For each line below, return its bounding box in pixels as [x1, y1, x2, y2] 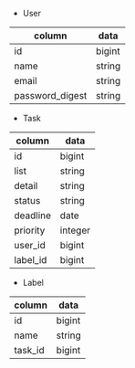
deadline [14, 209, 52, 222]
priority [14, 224, 46, 237]
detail [14, 180, 38, 192]
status [14, 195, 41, 206]
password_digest [14, 89, 88, 101]
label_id [14, 254, 47, 266]
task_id [14, 344, 46, 356]
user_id [14, 239, 46, 251]
